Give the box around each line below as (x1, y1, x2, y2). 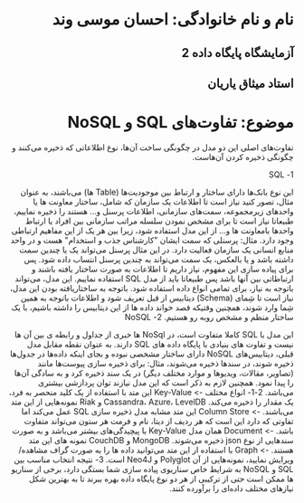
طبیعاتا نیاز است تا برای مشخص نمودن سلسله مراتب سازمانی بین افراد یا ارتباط (24, 215, 294, 226)
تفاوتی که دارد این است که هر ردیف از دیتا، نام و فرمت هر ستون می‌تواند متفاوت (24, 415, 294, 426)
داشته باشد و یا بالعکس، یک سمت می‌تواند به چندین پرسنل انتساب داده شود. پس (24, 253, 294, 264)
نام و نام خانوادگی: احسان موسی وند (52, 9, 294, 30)
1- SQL (269, 168, 294, 180)
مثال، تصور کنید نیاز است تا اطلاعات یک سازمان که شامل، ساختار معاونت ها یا (33, 195, 294, 207)
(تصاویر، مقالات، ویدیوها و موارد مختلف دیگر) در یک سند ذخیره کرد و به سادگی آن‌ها (14, 367, 294, 378)
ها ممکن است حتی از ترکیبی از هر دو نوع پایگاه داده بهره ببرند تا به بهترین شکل (29, 473, 294, 484)
